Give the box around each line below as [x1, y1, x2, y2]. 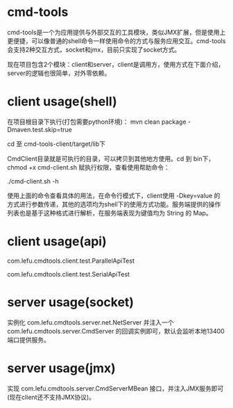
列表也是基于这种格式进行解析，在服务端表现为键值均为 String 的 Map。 [7, 209, 213, 217]
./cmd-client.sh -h [7, 177, 59, 185]
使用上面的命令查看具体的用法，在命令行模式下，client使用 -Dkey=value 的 [7, 191, 221, 199]
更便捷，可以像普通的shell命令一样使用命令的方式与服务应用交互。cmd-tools [7, 36, 226, 45]
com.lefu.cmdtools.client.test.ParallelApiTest [7, 256, 135, 265]
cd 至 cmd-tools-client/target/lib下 [7, 140, 106, 148]
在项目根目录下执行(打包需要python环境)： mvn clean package [7, 117, 187, 126]
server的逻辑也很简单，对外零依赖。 [7, 69, 111, 77]
